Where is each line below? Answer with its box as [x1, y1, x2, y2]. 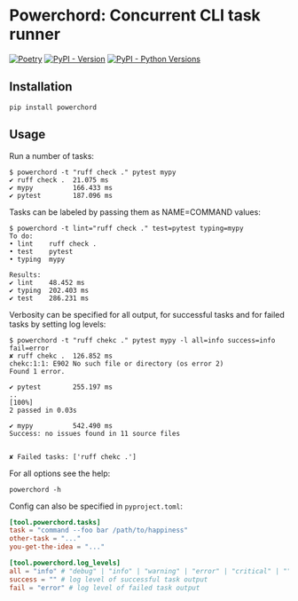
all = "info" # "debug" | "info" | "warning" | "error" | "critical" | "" [9, 566, 292, 575]
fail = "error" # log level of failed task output [9, 583, 200, 592]
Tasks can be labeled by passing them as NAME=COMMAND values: [9, 206, 262, 217]
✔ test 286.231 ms [9, 294, 90, 303]
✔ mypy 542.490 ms [9, 421, 114, 431]
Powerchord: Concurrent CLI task [9, 5, 262, 26]
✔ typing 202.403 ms [9, 286, 90, 295]
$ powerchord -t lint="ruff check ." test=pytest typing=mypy [9, 224, 244, 233]
